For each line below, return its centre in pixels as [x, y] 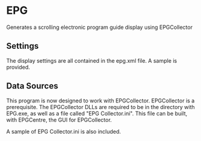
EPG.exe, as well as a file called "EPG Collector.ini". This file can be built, [97, 113]
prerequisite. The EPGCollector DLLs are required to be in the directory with [100, 107]
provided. [18, 67]
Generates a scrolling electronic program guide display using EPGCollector [99, 27]
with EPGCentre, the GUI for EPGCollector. [59, 120]
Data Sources [32, 86]
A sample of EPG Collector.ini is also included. [64, 131]
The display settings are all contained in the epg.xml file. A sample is [92, 60]
